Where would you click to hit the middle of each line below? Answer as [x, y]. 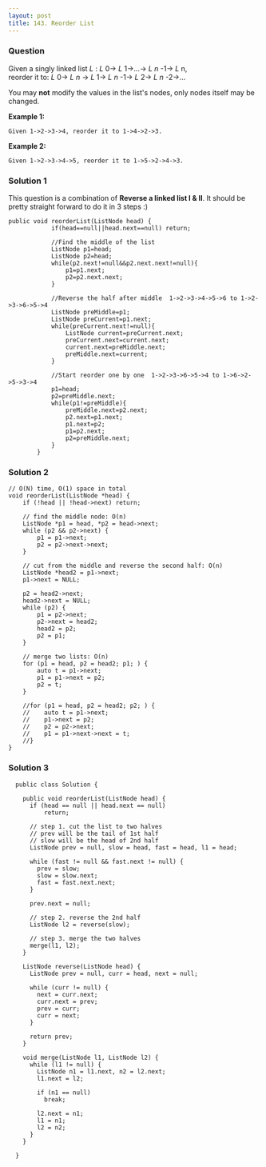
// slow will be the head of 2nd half [94, 841]
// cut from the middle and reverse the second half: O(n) [123, 566]
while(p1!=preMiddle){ [89, 404]
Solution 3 [29, 768]
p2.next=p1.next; [94, 418]
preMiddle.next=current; [107, 354]
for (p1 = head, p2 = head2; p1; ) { [85, 664]
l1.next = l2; [60, 1078]
